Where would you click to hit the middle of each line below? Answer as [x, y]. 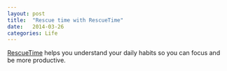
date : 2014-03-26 [36, 26]
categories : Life [33, 33]
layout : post [26, 14]
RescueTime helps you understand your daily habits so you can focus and [114, 53]
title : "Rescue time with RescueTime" [66, 20]
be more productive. [37, 61]
